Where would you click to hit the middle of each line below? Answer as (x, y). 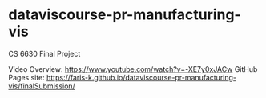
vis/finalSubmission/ (42, 86)
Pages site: (27, 77)
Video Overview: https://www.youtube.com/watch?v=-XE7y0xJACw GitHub (133, 69)
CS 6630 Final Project (44, 53)
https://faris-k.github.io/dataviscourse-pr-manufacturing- (141, 77)
